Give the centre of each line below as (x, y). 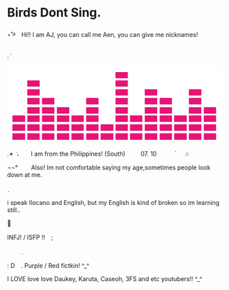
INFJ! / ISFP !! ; (30, 237)
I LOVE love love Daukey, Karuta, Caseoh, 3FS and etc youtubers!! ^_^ (105, 279)
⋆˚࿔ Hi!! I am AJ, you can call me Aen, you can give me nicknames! (103, 34)
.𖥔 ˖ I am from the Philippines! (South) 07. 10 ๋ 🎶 (98, 154)
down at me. (25, 175)
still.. (14, 210)
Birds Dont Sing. (54, 13)
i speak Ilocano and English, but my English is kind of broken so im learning (113, 203)
